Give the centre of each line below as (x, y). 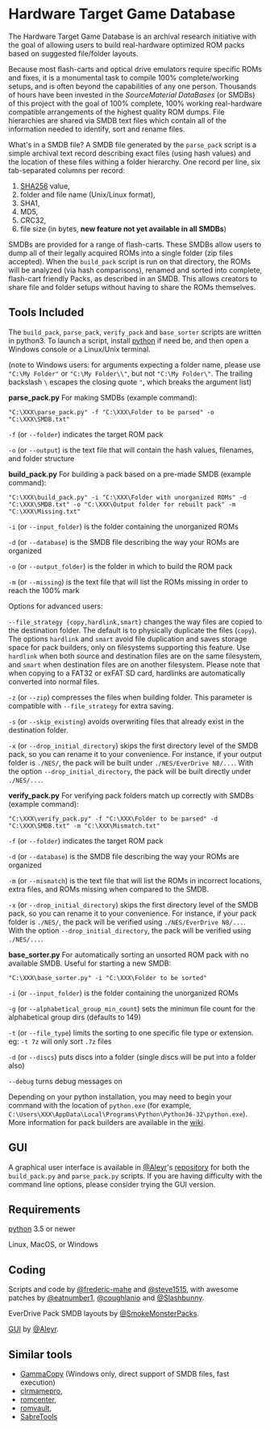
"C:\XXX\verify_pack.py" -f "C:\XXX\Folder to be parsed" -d (113, 819)
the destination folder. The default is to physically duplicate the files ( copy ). (133, 630)
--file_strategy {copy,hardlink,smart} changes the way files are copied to (135, 621)
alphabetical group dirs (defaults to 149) (75, 1017)
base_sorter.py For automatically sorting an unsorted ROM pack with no (129, 954)
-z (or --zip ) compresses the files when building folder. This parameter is (130, 697)
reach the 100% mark (44, 590)
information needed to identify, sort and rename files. (97, 129)
